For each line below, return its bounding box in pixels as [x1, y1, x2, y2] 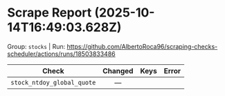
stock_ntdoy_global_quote [10, 78, 96, 86]
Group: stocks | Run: [7, 42, 66, 50]
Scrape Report [7, 5, 92, 21]
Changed [102, 66, 134, 75]
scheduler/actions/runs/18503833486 [7, 50, 116, 58]
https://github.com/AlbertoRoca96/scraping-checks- [66, 42, 218, 50]
